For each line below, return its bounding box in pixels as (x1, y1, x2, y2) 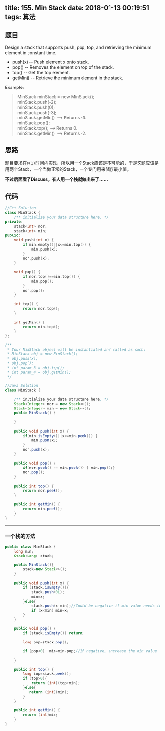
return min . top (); (23, 324, 60, 329)
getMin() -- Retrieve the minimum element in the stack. (12, 75, 124, 81)
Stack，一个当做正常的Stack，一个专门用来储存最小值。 (18, 166, 132, 172)
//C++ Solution (5, 205, 36, 210)
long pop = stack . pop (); (23, 640, 69, 644)
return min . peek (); (23, 506, 63, 511)
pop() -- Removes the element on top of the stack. (12, 64, 114, 70)
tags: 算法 (5, 13, 36, 21)
